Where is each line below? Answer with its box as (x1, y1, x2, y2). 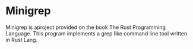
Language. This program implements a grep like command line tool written (5, 30, 188, 37)
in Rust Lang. (5, 36, 38, 43)
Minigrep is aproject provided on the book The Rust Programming (5, 24, 166, 31)
